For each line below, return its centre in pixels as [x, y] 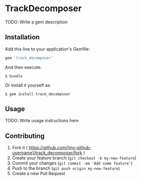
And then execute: [23, 67]
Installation [22, 37]
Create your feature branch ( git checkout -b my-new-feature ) [74, 158]
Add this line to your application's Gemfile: [47, 49]
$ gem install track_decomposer [38, 94]
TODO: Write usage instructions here [42, 121]
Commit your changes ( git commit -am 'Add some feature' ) [72, 163]
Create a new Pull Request [39, 174]
